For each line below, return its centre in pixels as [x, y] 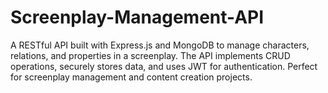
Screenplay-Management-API [137, 17]
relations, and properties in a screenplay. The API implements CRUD [150, 55]
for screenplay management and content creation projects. [131, 77]
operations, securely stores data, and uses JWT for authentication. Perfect [164, 66]
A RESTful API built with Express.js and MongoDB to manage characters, [160, 45]
